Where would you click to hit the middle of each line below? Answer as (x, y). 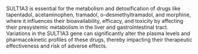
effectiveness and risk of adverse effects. (57, 46)
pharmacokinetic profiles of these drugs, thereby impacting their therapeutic (99, 40)
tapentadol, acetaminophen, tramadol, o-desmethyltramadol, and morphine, (98, 15)
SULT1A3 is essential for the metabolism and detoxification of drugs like (93, 9)
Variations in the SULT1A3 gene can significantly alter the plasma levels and (98, 33)
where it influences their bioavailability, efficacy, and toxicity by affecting (95, 21)
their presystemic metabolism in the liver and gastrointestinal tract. (87, 27)
